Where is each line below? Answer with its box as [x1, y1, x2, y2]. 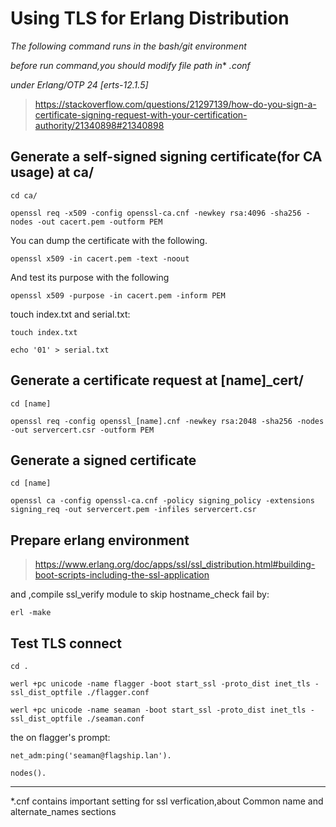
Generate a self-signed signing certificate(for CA [10, 148, 323, 166]
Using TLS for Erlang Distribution [10, 7, 290, 30]
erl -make [10, 608, 52, 618]
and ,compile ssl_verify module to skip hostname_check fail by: [10, 588, 270, 601]
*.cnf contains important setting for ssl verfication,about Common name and [10, 795, 324, 807]
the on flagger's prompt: [10, 732, 111, 743]
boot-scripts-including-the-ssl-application [34, 569, 210, 581]
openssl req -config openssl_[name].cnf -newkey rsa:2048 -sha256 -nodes [10, 416, 325, 426]
